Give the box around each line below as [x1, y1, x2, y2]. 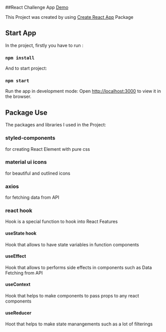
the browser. [5, 93, 32, 99]
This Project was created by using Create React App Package [5, 14, 134, 20]
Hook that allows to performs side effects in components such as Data [5, 264, 152, 271]
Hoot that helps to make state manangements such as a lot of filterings [5, 321, 153, 327]
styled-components [5, 135, 56, 142]
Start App [5, 29, 36, 38]
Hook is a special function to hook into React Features [5, 218, 118, 225]
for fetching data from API [5, 194, 60, 201]
